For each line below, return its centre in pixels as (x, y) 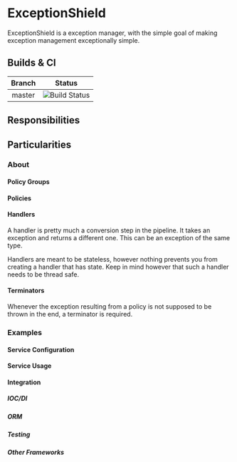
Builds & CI (32, 63)
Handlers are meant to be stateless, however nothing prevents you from (113, 259)
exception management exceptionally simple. (74, 40)
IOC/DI (17, 399)
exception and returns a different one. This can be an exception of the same (119, 237)
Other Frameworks (36, 452)
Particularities (39, 144)
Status (67, 83)
